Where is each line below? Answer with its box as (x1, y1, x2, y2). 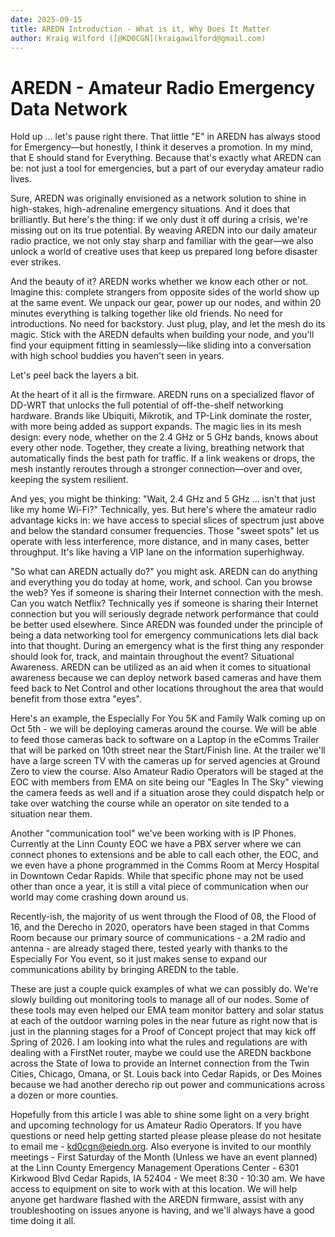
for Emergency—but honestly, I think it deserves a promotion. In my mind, (10, 141, 314, 153)
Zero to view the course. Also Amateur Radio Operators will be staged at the (10, 766, 324, 778)
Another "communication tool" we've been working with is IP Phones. (10, 827, 297, 840)
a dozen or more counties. (10, 1089, 119, 1101)
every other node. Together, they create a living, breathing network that (10, 442, 305, 454)
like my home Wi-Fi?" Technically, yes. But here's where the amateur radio (10, 504, 317, 516)
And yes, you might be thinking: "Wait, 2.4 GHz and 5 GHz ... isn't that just (10, 493, 316, 505)
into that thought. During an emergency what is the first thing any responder (10, 640, 324, 652)
